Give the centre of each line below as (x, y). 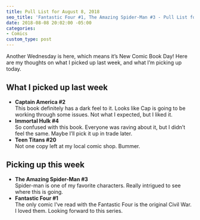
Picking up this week (46, 165)
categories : (21, 28)
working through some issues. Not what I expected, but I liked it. (93, 114)
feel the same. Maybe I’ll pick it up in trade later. (74, 133)
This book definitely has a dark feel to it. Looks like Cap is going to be (100, 108)
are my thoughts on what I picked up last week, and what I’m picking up (94, 62)
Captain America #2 (40, 102)
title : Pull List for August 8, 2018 (53, 12)
